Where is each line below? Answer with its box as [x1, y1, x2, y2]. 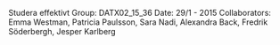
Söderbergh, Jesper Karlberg [8, 26, 117, 36]
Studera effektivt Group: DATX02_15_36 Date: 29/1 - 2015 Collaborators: [8, 8, 271, 18]
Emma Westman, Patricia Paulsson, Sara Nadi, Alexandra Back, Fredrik [8, 17, 268, 27]
